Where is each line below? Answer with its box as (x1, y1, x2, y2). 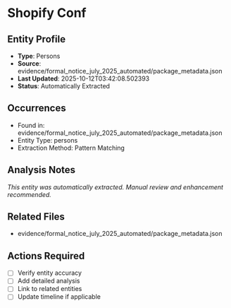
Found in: (17, 121, 45, 129)
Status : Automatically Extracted (17, 82, 111, 90)
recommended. (7, 190, 51, 199)
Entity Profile (7, 33, 65, 45)
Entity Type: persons (17, 136, 78, 144)
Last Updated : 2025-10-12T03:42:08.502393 (17, 74, 150, 83)
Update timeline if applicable (17, 292, 101, 301)
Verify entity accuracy (17, 268, 82, 277)
